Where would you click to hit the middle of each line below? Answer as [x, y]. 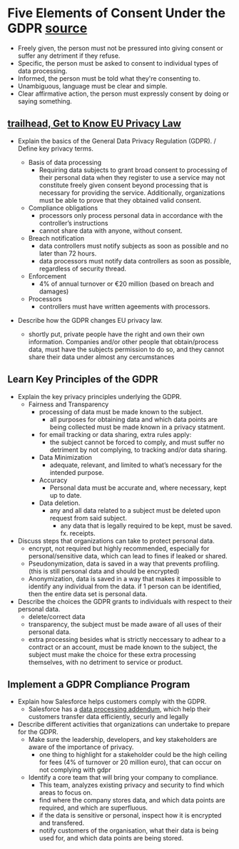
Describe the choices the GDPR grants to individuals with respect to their [125, 601]
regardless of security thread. [83, 268]
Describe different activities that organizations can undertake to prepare [124, 724]
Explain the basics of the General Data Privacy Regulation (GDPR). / [117, 141]
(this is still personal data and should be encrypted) [104, 571]
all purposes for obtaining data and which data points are [133, 419]
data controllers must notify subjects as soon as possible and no [134, 246]
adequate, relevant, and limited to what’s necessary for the [136, 465]
